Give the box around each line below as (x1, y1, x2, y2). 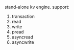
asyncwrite (11, 39, 34, 45)
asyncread (11, 34, 33, 40)
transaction (11, 14, 35, 19)
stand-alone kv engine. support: (4, 4, 70, 10)
